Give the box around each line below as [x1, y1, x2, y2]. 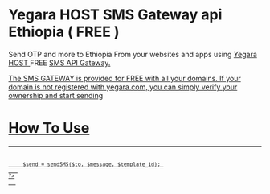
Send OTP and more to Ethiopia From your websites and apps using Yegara [8, 49, 257, 59]
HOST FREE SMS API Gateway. [8, 58, 111, 68]
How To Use [8, 119, 90, 138]
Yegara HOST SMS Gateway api [8, 6, 223, 24]
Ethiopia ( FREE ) [8, 23, 120, 41]
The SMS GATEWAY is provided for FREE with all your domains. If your [8, 73, 241, 83]
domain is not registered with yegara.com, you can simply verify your [8, 82, 238, 92]
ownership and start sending [8, 90, 104, 100]
